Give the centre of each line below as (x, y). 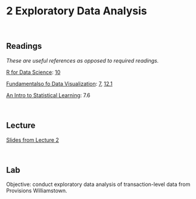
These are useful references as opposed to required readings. (83, 60)
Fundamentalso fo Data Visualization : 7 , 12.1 (60, 83)
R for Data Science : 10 (33, 72)
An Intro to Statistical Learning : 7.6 (48, 95)
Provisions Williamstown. (37, 191)
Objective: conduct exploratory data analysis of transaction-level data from (98, 184)
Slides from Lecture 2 (33, 140)
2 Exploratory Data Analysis (77, 11)
